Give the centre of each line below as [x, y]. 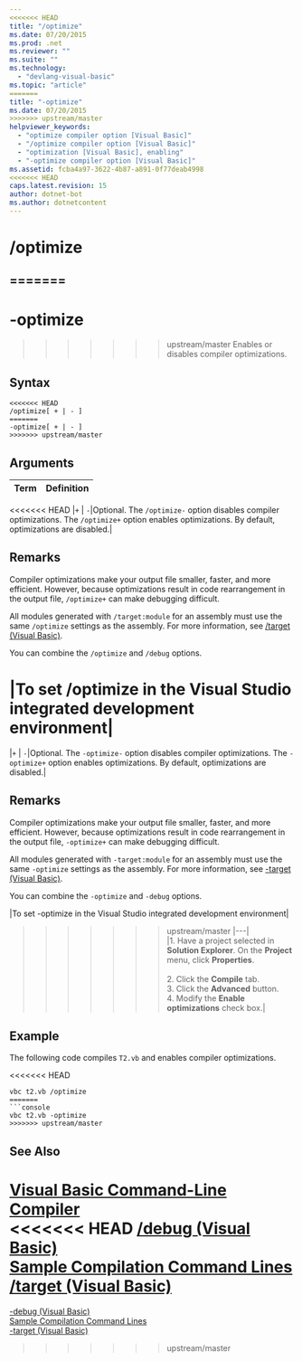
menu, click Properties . [211, 959]
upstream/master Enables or [220, 345]
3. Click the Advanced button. [223, 988]
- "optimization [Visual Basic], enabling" [100, 152]
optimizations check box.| [216, 1007]
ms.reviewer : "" [40, 52]
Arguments [42, 463]
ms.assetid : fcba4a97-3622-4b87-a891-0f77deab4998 [107, 169]
